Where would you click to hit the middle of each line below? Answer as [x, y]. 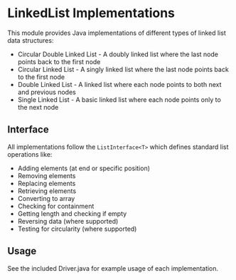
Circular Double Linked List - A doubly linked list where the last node [118, 54]
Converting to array [46, 198]
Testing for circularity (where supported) [77, 229]
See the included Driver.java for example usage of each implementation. [113, 268]
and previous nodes [47, 92]
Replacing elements [47, 183]
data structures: [31, 40]
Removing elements [47, 175]
